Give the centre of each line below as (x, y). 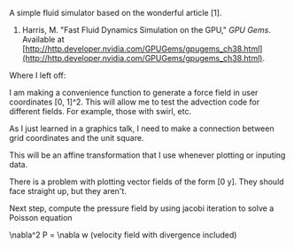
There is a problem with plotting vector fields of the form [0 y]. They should (147, 182)
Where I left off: (38, 75)
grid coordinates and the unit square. (77, 138)
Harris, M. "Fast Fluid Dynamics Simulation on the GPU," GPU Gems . (147, 30)
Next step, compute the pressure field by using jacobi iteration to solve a (142, 208)
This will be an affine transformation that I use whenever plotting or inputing (147, 155)
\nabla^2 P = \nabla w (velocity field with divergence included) (123, 235)
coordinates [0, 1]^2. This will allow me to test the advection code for (135, 102)
